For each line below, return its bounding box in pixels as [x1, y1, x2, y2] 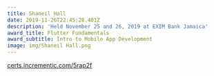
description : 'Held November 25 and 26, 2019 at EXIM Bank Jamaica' [7, 23, 208, 30]
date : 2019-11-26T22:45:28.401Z [7, 17, 100, 23]
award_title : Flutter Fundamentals [7, 29, 110, 37]
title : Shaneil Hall [7, 10, 67, 17]
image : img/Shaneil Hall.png [7, 42, 91, 49]
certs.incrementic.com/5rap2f [7, 61, 93, 69]
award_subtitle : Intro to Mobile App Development [7, 36, 153, 43]
